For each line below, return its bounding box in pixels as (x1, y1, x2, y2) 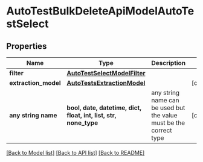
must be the (150, 119, 185, 127)
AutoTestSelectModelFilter (66, 69, 146, 77)
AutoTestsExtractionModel (66, 79, 146, 87)
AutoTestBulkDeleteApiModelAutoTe (6, 4, 195, 18)
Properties (6, 41, 47, 51)
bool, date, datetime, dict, (66, 104, 142, 112)
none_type (66, 119, 98, 127)
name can (150, 96, 179, 104)
